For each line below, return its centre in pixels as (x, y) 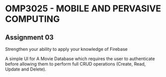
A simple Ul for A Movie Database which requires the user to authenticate (80, 59)
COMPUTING (32, 19)
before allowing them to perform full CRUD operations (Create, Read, (76, 64)
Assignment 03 (29, 37)
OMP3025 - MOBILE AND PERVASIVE (83, 9)
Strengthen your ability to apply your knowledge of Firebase (66, 49)
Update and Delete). (26, 69)
